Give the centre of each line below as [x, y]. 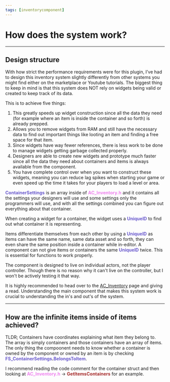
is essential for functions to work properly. [49, 256]
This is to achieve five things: [36, 103]
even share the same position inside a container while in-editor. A [73, 245]
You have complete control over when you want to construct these [82, 172]
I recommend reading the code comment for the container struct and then [82, 369]
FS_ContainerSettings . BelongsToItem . [46, 359]
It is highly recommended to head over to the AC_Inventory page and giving [84, 286]
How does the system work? [66, 35]
